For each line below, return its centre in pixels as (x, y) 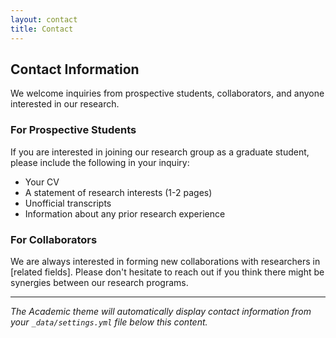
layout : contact (44, 19)
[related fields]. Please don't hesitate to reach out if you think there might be (167, 272)
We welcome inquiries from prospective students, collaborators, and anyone (167, 93)
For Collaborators (54, 239)
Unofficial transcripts (68, 203)
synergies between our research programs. (99, 282)
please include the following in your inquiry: (100, 162)
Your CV (42, 182)
